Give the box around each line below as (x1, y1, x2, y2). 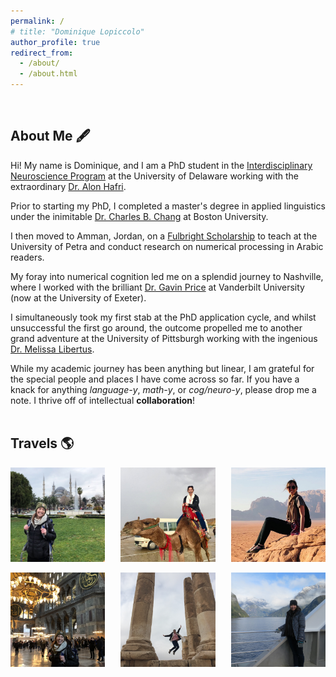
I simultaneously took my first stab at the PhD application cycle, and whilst (10, 311, 317, 323)
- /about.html (19, 69, 78, 79)
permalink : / (10, 16, 65, 26)
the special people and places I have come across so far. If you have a (10, 373, 300, 385)
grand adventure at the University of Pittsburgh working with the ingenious (10, 332, 318, 344)
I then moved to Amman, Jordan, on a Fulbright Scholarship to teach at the (10, 230, 318, 242)
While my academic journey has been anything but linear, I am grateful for (10, 362, 315, 374)
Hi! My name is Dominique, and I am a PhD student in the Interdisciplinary (10, 159, 313, 171)
